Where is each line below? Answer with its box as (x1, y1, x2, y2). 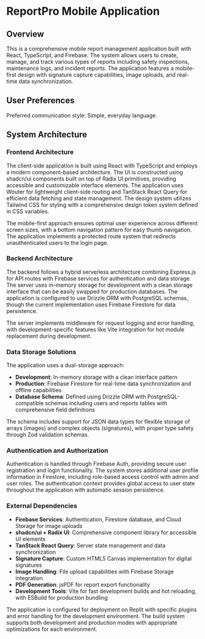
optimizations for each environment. (6, 625, 98, 633)
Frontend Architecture (6, 148, 74, 157)
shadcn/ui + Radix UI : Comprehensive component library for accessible (15, 529, 197, 536)
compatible (15, 400, 44, 407)
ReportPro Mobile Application (6, 4, 160, 18)
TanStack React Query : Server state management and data (15, 541, 166, 549)
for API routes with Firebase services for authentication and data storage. (6, 274, 192, 282)
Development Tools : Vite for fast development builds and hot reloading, (15, 587, 197, 595)
